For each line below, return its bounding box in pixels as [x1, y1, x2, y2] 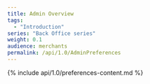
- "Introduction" [13, 23, 65, 30]
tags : [7, 17, 23, 24]
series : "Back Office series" [7, 29, 96, 37]
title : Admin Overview [7, 10, 74, 17]
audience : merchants [7, 43, 68, 50]
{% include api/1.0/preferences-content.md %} [7, 68, 144, 77]
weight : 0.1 [7, 36, 42, 43]
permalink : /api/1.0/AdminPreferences [7, 50, 121, 57]
